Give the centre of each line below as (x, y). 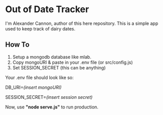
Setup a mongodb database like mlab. (52, 57)
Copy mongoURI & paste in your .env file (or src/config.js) (72, 62)
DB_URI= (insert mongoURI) (34, 87)
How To (17, 45)
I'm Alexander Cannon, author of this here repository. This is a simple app (82, 23)
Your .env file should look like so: (40, 78)
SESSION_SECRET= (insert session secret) (49, 97)
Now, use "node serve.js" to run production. (52, 107)
